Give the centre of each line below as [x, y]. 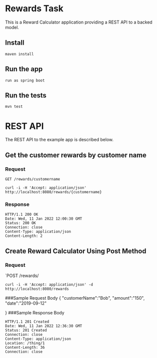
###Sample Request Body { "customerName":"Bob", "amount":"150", [75, 298]
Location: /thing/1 [25, 343]
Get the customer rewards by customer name [76, 155]
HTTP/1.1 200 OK [22, 215]
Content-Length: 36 [25, 347]
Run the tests [26, 95]
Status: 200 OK [21, 223]
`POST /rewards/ [22, 276]
